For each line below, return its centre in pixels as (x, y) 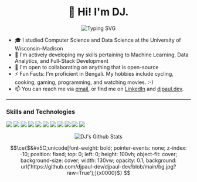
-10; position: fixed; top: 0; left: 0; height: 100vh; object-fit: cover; (98, 154)
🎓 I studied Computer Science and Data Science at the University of (98, 40)
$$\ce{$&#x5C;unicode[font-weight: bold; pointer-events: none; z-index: (98, 148)
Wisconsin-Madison (39, 48)
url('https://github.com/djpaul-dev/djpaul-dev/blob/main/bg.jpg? (98, 167)
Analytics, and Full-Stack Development (61, 60)
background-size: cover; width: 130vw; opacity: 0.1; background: (98, 160)
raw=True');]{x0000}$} (94, 173)
